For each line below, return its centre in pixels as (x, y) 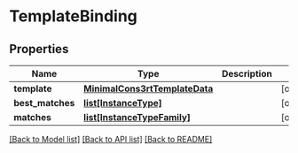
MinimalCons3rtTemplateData (149, 88)
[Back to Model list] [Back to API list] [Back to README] (111, 139)
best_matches (44, 103)
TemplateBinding (73, 16)
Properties (39, 49)
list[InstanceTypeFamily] (137, 117)
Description (247, 74)
